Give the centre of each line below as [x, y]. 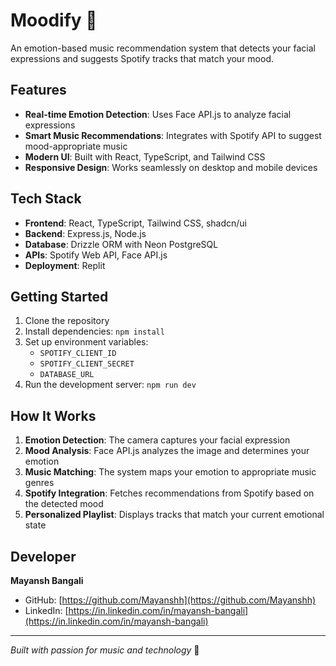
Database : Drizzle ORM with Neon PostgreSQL [121, 244]
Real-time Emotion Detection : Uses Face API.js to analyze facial [158, 114]
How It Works [53, 415]
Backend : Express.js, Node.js [85, 233]
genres [39, 483]
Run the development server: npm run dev [110, 385]
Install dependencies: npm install [94, 331]
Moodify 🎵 [54, 20]
